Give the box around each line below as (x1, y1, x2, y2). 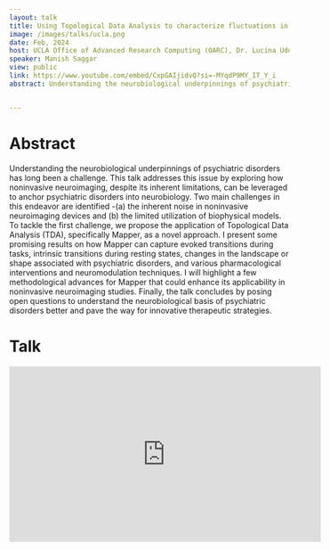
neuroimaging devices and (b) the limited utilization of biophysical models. (9, 210, 282, 221)
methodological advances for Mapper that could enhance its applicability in (9, 276, 286, 287)
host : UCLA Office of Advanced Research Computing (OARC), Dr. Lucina (9, 46, 277, 55)
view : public (9, 63, 58, 72)
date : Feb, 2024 (9, 37, 69, 47)
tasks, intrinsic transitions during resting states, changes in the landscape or (9, 248, 289, 259)
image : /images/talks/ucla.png (9, 29, 125, 38)
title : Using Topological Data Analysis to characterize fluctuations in (9, 21, 289, 30)
